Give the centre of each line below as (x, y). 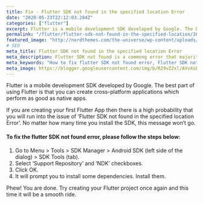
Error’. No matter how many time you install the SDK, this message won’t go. (101, 123)
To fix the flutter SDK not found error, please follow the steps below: (93, 136)
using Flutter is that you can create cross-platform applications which (93, 92)
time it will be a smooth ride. (41, 194)
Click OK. (27, 170)
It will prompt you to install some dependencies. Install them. (90, 176)
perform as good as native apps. (47, 98)
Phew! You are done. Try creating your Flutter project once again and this (98, 188)
